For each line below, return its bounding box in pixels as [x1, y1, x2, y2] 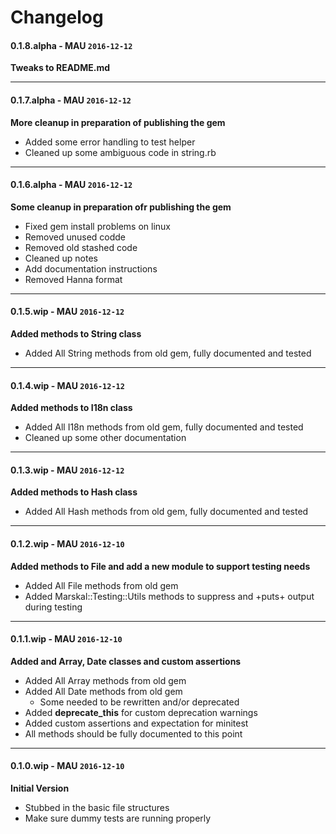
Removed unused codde [24, 231, 127, 243]
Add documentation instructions [24, 262, 158, 275]
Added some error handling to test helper [24, 136, 196, 148]
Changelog [10, 6, 104, 29]
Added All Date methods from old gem [24, 685, 183, 697]
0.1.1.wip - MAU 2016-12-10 [10, 633, 123, 645]
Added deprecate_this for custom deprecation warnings [24, 706, 258, 718]
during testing [24, 601, 83, 613]
